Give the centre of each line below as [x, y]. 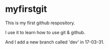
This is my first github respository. [40, 23]
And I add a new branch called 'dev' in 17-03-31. [55, 42]
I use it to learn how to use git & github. [45, 32]
